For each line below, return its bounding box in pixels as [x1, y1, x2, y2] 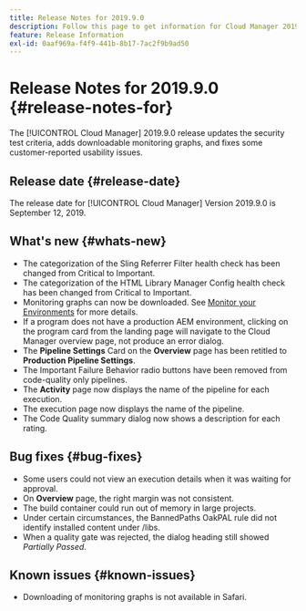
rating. [22, 422, 47, 433]
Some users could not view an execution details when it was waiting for [22, 473, 291, 484]
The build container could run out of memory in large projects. [22, 502, 257, 513]
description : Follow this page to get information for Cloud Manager [9, 22, 280, 31]
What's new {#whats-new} [9, 233, 167, 249]
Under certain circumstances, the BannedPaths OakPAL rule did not [22, 512, 278, 523]
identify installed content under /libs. [22, 522, 161, 533]
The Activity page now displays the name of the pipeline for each [22, 384, 270, 395]
